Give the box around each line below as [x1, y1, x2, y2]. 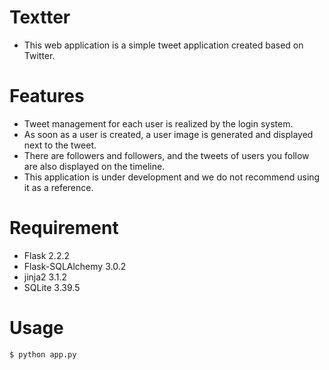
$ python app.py [9, 349, 77, 360]
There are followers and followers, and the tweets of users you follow [23, 149, 310, 161]
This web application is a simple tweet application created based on [23, 39, 304, 51]
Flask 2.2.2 [23, 249, 71, 261]
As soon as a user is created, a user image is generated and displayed [23, 128, 314, 140]
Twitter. [23, 49, 56, 61]
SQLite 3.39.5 [23, 281, 81, 293]
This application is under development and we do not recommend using [23, 171, 321, 183]
